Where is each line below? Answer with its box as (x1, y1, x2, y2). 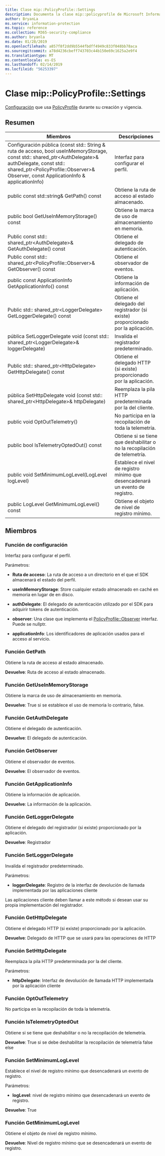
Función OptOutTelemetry (5, 995, 69, 1002)
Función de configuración (5, 542, 68, 548)
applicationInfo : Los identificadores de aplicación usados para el (12, 631, 145, 637)
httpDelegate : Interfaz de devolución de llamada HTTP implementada (12, 978, 154, 984)
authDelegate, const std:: (7, 160, 65, 166)
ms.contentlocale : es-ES (5, 58, 56, 63)
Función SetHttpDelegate (5, 947, 67, 954)
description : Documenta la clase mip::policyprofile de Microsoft (5, 12, 144, 17)
